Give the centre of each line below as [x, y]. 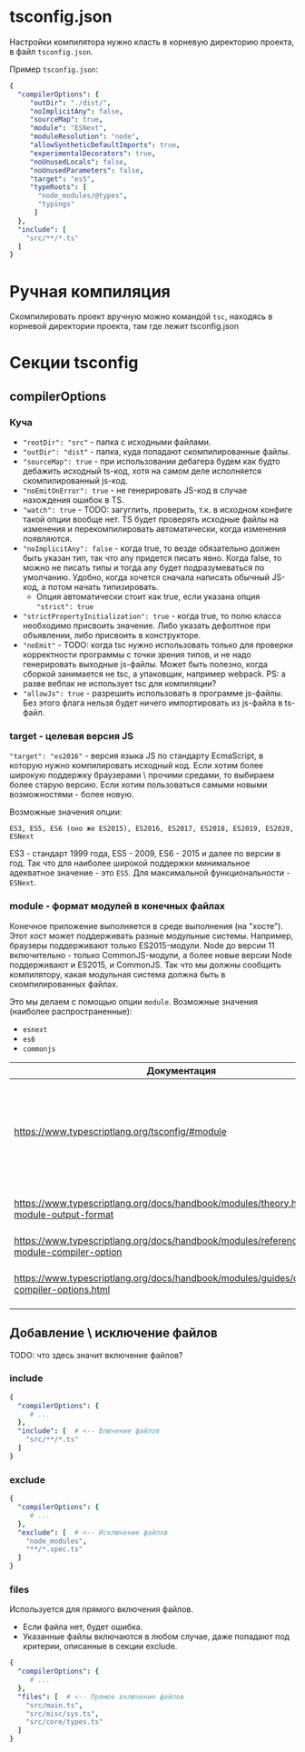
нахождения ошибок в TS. [73, 500]
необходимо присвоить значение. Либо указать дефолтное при [146, 626]
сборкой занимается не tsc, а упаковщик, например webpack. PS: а [154, 674]
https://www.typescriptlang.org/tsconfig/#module [120, 1131]
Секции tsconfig [74, 363]
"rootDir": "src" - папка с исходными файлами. [117, 442]
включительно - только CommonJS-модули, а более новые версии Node [151, 955]
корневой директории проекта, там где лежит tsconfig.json [124, 326]
